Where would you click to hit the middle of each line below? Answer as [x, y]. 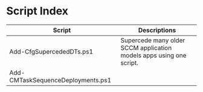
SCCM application [146, 48]
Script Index [37, 11]
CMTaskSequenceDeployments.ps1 [60, 80]
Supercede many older [153, 40]
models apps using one [153, 55]
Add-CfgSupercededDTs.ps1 [51, 51]
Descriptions [157, 30]
